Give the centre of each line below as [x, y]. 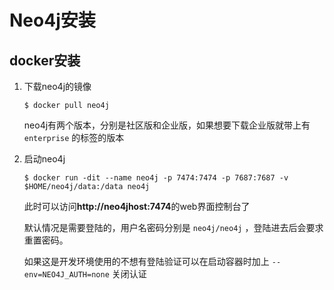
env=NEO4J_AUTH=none [66, 275]
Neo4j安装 [52, 20]
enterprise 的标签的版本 [74, 137]
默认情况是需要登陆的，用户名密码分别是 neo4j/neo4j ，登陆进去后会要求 [173, 227]
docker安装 [45, 60]
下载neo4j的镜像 [57, 86]
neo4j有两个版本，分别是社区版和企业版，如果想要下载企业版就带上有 [167, 125]
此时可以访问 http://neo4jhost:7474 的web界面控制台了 [137, 206]
